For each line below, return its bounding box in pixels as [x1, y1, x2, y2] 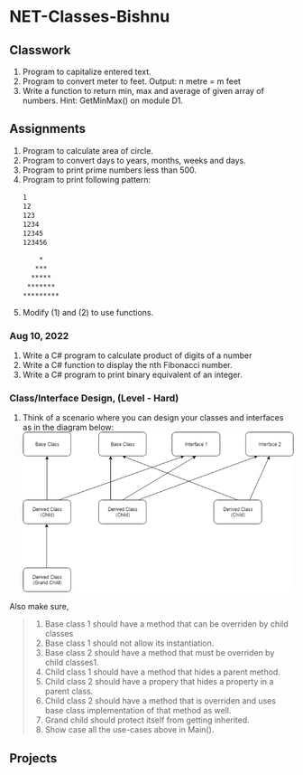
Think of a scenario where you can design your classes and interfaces [22, 412, 284, 423]
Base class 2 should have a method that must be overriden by [44, 647, 275, 658]
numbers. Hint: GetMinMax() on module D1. [22, 95, 183, 106]
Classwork [9, 43, 71, 58]
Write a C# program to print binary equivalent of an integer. [22, 369, 243, 381]
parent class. [44, 685, 94, 697]
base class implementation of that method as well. [44, 705, 232, 716]
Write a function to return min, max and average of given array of [22, 86, 264, 96]
